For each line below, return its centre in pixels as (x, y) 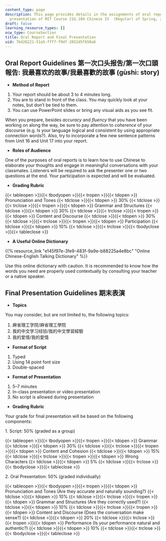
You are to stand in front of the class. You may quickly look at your (80, 99)
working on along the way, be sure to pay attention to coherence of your (79, 125)
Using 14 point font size (36, 362)
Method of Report (31, 85)
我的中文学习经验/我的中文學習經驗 (48, 331)
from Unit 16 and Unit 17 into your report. (46, 141)
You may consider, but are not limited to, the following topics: (67, 315)
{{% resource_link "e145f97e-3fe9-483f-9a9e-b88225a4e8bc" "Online (78, 251)
